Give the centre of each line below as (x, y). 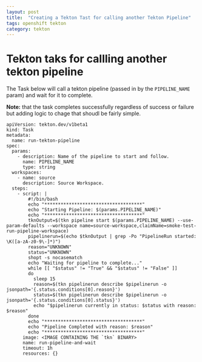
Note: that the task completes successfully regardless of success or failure (100, 107)
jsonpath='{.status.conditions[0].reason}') (63, 290)
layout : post (23, 12)
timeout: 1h (37, 348)
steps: (20, 189)
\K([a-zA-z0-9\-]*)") (34, 242)
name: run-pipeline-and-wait (59, 343)
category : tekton (28, 29)
